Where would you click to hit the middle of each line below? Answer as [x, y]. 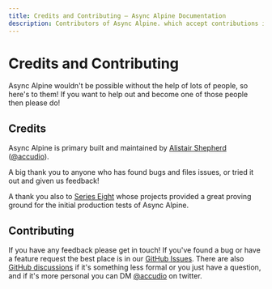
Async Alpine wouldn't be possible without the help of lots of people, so [128, 86]
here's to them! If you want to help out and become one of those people [128, 95]
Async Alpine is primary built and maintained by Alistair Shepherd [117, 148]
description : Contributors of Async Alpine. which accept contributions [134, 23]
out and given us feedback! [54, 181]
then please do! [34, 103]
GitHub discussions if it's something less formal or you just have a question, [135, 267]
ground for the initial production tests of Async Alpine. [98, 205]
